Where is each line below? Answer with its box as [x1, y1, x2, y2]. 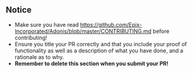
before [152, 27, 170, 35]
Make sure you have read [14, 21, 79, 28]
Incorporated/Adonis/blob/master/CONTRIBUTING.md [14, 27, 151, 35]
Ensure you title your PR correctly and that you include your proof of [14, 40, 187, 47]
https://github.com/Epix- [80, 21, 142, 28]
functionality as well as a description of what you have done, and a [14, 47, 184, 54]
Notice [6, 5, 32, 15]
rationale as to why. [14, 53, 64, 60]
